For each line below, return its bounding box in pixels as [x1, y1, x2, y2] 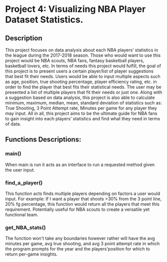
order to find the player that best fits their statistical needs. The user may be [5, 84, 162, 90]
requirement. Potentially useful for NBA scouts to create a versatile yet [5, 206, 150, 212]
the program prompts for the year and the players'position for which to [5, 246, 151, 252]
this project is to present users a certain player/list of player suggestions [5, 68, 154, 74]
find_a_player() [5, 179, 43, 186]
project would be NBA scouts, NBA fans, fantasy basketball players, [5, 58, 145, 63]
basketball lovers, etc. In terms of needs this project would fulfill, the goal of [5, 63, 161, 69]
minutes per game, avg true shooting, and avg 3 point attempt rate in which [5, 241, 160, 247]
